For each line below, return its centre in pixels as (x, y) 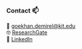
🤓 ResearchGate (27, 33)
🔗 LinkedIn (19, 39)
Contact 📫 (22, 10)
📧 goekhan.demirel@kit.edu (41, 26)
